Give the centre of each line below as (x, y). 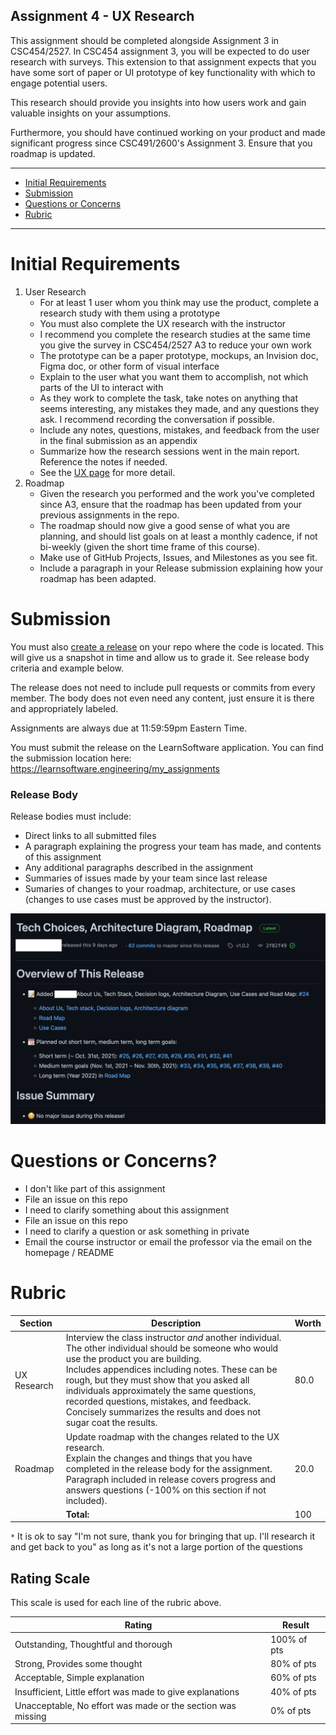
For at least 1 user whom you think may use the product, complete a (179, 302)
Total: (77, 1514)
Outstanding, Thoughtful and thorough (93, 1645)
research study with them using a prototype (130, 313)
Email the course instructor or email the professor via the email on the (168, 1241)
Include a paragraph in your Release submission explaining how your (181, 568)
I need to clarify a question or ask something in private (137, 1231)
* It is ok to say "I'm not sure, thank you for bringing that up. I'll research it (162, 1536)
